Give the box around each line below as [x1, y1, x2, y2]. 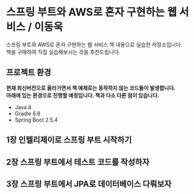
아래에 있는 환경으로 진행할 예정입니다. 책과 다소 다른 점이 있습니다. [6, 91, 160, 98]
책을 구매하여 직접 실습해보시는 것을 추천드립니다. [6, 48, 120, 55]
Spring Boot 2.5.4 [14, 116, 58, 123]
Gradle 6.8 [14, 110, 41, 117]
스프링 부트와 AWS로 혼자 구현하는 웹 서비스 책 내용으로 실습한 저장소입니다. [6, 41, 183, 48]
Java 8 [14, 103, 31, 110]
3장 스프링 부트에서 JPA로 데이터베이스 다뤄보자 [6, 179, 172, 189]
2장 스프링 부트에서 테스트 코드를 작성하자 [6, 157, 150, 167]
